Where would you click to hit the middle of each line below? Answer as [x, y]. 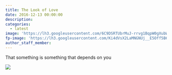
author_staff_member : [28, 43]
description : [19, 19]
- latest [19, 29]
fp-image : [16, 39]
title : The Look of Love [32, 10]
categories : [18, 24]
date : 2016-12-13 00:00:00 [34, 15]
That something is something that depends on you [58, 57]
